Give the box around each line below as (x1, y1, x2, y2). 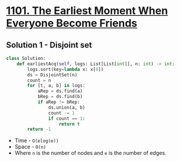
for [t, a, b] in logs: (27, 83, 85, 89)
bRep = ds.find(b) (37, 94, 83, 100)
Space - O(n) (14, 143, 46, 150)
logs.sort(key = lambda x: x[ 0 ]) (27, 66, 104, 72)
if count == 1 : (48, 116, 85, 122)
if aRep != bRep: (37, 99, 81, 105)
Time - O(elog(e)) (14, 137, 59, 144)
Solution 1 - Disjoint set (6, 40, 92, 50)
